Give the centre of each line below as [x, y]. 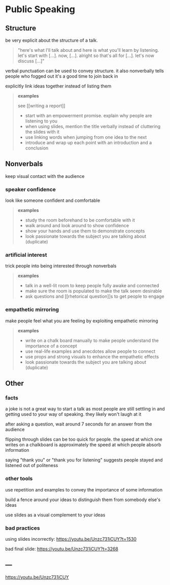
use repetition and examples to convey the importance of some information [84, 489]
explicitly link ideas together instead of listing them [58, 86]
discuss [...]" [31, 61]
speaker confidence [30, 189]
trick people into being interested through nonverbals [61, 266]
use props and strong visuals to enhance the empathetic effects [92, 356]
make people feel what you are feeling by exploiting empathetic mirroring [82, 321]
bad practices [23, 528]
